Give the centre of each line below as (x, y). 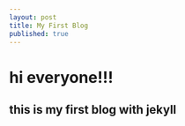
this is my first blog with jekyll (93, 110)
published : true (39, 33)
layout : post (33, 17)
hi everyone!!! (61, 77)
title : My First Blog (49, 26)
